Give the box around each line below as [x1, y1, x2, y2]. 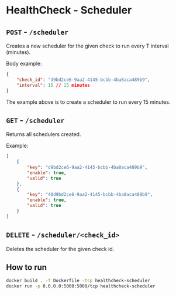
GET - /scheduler [6, 115, 65, 125]
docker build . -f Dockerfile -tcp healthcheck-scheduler [6, 278, 150, 284]
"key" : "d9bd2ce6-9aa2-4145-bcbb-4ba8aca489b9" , [27, 165, 148, 171]
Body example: [6, 60, 42, 67]
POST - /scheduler [6, 27, 69, 37]
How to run [6, 262, 47, 273]
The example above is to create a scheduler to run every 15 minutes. [6, 98, 171, 106]
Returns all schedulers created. [6, 131, 81, 138]
